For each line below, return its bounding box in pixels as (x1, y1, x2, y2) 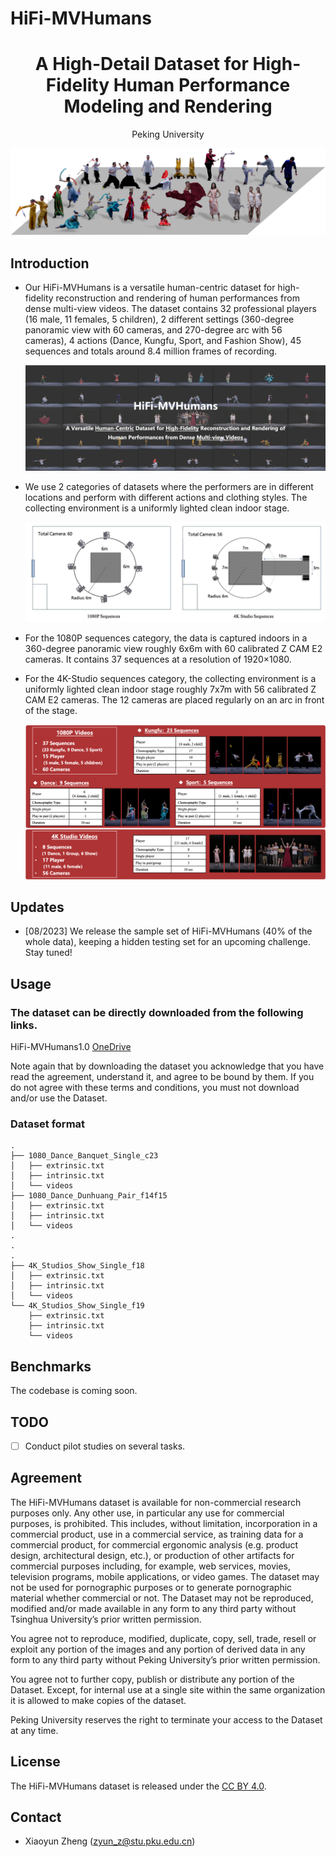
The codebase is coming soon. (10, 1385, 138, 1397)
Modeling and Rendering (63, 95, 273, 118)
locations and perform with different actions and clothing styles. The (24, 492, 308, 504)
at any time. (10, 1724, 59, 1736)
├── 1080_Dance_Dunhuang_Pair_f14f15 (10, 1191, 168, 1201)
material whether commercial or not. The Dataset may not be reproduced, (10, 1592, 314, 1604)
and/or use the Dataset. (10, 1092, 108, 1104)
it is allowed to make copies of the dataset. (10, 1694, 187, 1706)
